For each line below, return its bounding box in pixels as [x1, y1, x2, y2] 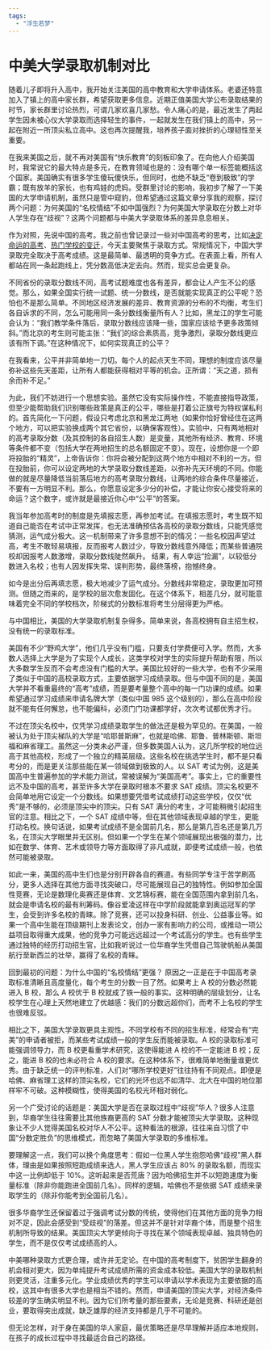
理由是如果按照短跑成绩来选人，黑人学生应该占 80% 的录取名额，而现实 [22, 1160, 262, 1170]
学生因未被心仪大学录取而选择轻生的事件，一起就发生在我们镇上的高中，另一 [8, 115, 263, 125]
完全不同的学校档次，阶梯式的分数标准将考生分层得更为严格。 [22, 599, 227, 608]
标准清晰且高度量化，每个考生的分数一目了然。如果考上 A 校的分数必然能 [15, 978, 258, 987]
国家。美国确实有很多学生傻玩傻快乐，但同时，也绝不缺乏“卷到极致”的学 [15, 173, 256, 183]
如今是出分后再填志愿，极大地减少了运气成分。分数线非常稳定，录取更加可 [8, 578, 256, 588]
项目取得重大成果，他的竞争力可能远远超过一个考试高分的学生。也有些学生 [15, 930, 263, 940]
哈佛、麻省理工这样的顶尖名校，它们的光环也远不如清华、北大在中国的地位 [8, 1075, 256, 1085]
